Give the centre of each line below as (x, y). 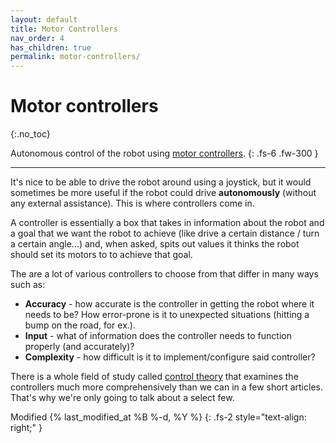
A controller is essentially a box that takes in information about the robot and (167, 223)
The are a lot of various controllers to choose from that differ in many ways (164, 274)
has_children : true (51, 47)
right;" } (26, 428)
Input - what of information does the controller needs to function (158, 336)
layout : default (44, 19)
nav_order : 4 (37, 38)
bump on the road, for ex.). (80, 325)
